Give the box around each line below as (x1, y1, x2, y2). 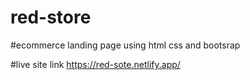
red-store (10, 6, 92, 29)
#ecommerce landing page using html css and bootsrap (10, 39, 241, 51)
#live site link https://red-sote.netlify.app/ (10, 58, 181, 70)
